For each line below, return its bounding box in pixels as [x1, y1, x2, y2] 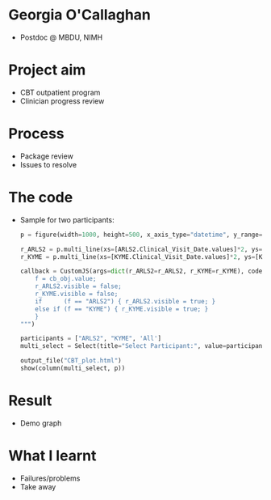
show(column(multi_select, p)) [19, 364, 126, 372]
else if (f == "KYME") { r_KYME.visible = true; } [35, 305, 209, 313]
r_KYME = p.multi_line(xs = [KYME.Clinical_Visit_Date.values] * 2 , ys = [19, 252, 256, 261]
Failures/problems [19, 473, 81, 483]
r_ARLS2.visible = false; [35, 282, 123, 290]
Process [8, 125, 65, 143]
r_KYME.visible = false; [35, 290, 119, 298]
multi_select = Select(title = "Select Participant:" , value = [19, 342, 227, 350]
